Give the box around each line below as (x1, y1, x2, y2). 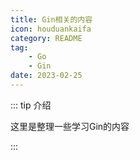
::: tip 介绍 (10, 99, 52, 111)
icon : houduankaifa (10, 24, 92, 34)
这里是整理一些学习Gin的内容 (10, 120, 130, 132)
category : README (10, 33, 83, 43)
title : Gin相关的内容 (10, 14, 93, 25)
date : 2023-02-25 (10, 71, 83, 81)
